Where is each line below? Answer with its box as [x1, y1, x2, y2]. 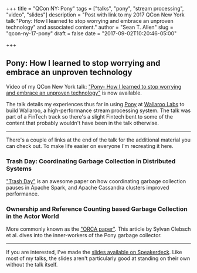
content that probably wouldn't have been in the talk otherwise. [6, 119, 159, 126]
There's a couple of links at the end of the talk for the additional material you [6, 136, 191, 143]
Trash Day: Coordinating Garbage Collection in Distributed [6, 157, 176, 165]
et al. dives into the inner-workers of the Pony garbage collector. [6, 232, 162, 239]
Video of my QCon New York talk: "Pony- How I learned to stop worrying [6, 83, 182, 90]
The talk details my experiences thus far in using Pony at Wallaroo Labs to [6, 100, 185, 107]
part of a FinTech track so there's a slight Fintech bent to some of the [6, 113, 173, 120]
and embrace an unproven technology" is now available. [6, 89, 142, 96]
